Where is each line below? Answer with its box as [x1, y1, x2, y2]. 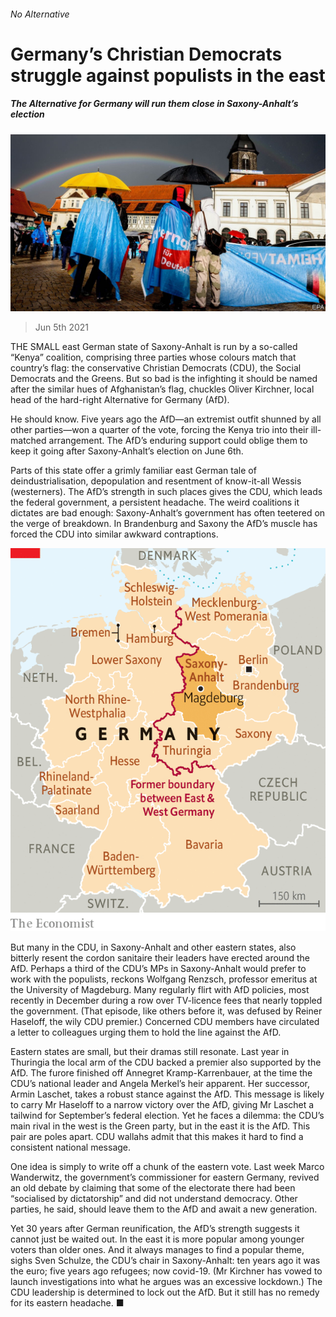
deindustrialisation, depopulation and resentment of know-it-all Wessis [10, 475, 302, 487]
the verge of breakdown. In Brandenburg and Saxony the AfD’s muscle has [10, 518, 318, 530]
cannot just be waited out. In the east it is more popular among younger [10, 1233, 305, 1245]
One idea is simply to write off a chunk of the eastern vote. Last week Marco [10, 1160, 325, 1172]
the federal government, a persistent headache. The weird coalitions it [10, 496, 300, 509]
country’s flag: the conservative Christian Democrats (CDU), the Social [10, 362, 302, 374]
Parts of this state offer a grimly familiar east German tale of [10, 465, 257, 477]
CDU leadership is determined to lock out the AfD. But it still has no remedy [10, 1286, 320, 1298]
